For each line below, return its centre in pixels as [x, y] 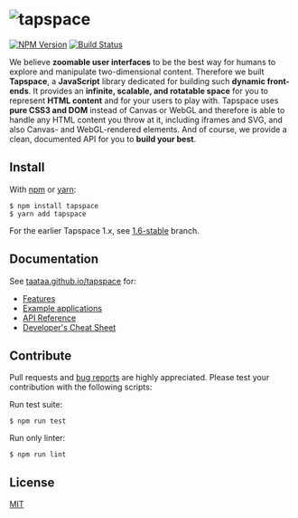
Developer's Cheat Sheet [69, 327]
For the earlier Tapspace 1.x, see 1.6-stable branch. [105, 230]
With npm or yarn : [43, 189]
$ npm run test [38, 421]
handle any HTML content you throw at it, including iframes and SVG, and [146, 120]
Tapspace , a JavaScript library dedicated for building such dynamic [138, 81]
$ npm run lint [38, 455]
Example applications [62, 308]
